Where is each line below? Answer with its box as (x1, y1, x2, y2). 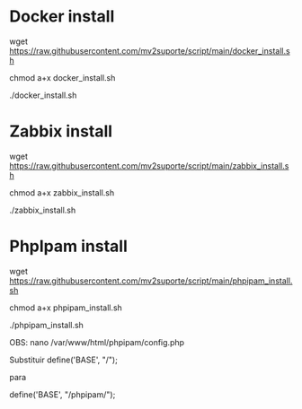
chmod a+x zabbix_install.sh (9, 187, 115, 198)
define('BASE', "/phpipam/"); (9, 388, 116, 400)
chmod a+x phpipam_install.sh (9, 302, 123, 313)
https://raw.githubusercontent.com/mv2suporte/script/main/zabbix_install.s (9, 160, 289, 171)
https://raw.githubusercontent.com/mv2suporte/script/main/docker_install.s (9, 45, 290, 56)
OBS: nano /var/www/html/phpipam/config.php (9, 336, 185, 347)
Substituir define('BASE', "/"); (9, 354, 119, 365)
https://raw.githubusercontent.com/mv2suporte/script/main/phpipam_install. (9, 275, 293, 286)
